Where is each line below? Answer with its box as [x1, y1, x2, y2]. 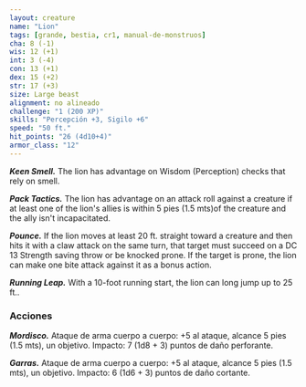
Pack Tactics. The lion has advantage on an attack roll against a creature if [9, 193, 293, 204]
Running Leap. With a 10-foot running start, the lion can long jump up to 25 [9, 277, 293, 288]
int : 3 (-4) [9, 56, 55, 65]
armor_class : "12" [9, 141, 79, 150]
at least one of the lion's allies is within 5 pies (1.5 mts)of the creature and [9, 203, 286, 214]
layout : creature [9, 13, 76, 23]
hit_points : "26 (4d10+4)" [9, 132, 112, 141]
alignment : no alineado [9, 98, 100, 108]
